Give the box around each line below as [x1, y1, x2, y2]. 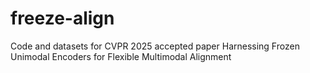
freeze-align [10, 7, 115, 30]
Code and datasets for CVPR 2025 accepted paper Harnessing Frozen [10, 40, 300, 52]
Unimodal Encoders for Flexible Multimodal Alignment [10, 50, 232, 62]
